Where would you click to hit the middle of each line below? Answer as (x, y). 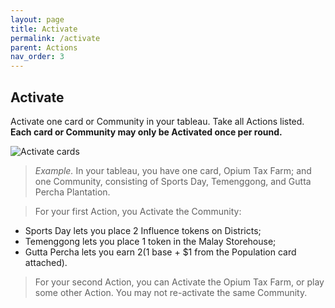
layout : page (37, 19)
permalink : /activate (55, 38)
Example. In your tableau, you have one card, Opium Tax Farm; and (173, 170)
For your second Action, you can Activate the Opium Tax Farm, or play (179, 282)
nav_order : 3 (37, 57)
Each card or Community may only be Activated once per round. (146, 132)
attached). (46, 262)
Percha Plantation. (72, 192)
